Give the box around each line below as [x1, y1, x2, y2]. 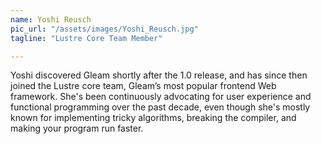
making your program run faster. [10, 122, 144, 135]
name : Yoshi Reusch [10, 14, 92, 25]
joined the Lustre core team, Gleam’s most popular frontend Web [10, 80, 277, 92]
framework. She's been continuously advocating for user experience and [10, 91, 312, 103]
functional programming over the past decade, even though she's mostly [10, 101, 311, 113]
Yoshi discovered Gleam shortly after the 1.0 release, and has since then [10, 69, 308, 81]
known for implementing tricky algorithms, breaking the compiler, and [10, 112, 297, 124]
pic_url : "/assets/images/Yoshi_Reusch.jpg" [10, 24, 199, 34]
